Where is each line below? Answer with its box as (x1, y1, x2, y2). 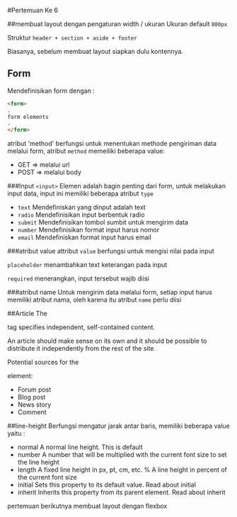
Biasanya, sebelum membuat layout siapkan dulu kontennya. (7, 47, 184, 55)
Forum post (17, 385, 52, 394)
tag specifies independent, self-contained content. (7, 323, 156, 331)
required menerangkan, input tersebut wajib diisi (7, 274, 150, 283)
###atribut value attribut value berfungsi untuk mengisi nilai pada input (7, 247, 214, 256)
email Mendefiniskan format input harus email (17, 233, 152, 242)
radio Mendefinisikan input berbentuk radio (17, 210, 145, 219)
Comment (17, 408, 47, 416)
